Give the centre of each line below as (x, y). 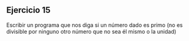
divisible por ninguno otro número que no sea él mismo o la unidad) (91, 31)
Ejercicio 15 (28, 10)
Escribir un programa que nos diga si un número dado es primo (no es (94, 25)
